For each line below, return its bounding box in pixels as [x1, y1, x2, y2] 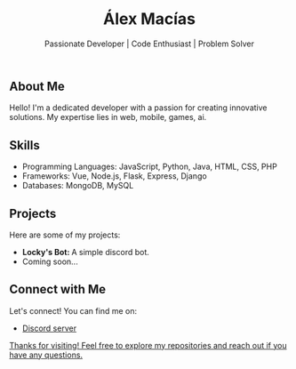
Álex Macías [103, 9, 196, 29]
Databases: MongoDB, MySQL [21, 180, 134, 191]
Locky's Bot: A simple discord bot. [21, 246, 149, 257]
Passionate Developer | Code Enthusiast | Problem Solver [44, 38, 255, 49]
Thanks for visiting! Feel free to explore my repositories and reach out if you [9, 340, 287, 350]
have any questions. [9, 349, 83, 360]
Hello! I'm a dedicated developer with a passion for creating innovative [9, 102, 268, 113]
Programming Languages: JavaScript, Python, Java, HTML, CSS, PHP [21, 161, 277, 172]
